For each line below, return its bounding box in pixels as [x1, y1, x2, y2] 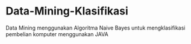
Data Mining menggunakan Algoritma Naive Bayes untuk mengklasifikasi [5, 24, 186, 31]
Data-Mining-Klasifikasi [5, 4, 129, 18]
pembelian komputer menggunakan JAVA [5, 30, 109, 37]
